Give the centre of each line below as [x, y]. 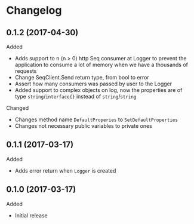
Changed [17, 108]
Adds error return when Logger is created [65, 170]
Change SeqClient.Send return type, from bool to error [82, 77]
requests [26, 71]
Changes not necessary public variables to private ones [83, 126]
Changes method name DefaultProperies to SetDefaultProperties [96, 119]
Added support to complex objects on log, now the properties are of [98, 90]
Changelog [34, 10]
